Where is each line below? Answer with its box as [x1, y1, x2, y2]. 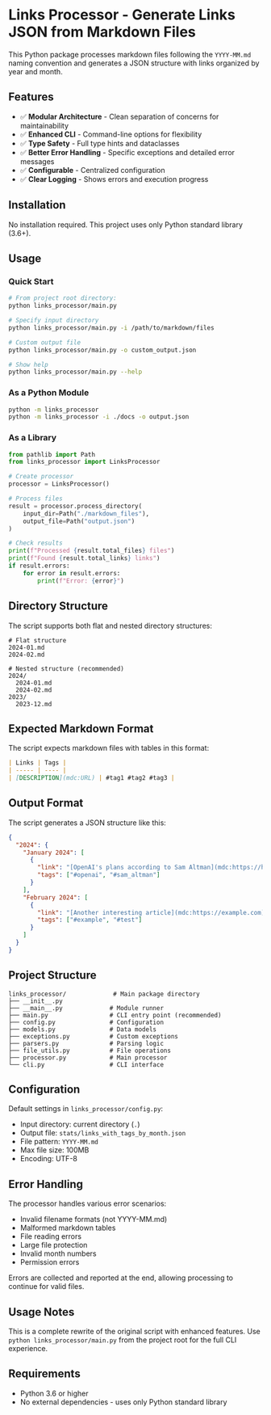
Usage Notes [8, 1305, 75, 1319]
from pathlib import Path [8, 450, 95, 458]
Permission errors [19, 1257, 80, 1267]
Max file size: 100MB [19, 1145, 90, 1155]
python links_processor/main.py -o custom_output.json [8, 346, 197, 354]
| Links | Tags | [8, 759, 67, 767]
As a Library [8, 432, 57, 444]
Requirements [8, 1367, 81, 1381]
